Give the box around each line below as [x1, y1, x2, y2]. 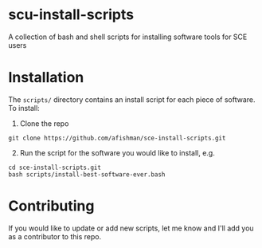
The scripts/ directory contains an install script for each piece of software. [8, 94, 256, 104]
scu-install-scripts [8, 6, 134, 24]
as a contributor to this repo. [8, 231, 102, 241]
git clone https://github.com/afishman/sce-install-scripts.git [8, 134, 226, 142]
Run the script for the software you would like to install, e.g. [19, 148, 215, 157]
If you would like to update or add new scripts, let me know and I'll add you [8, 223, 254, 233]
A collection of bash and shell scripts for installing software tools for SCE [8, 32, 248, 41]
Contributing [8, 197, 95, 215]
